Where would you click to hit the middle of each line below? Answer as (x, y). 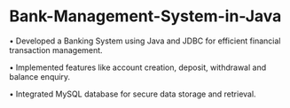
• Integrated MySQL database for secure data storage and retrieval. (133, 94)
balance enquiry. (40, 76)
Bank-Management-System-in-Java (145, 16)
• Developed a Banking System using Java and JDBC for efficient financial (145, 41)
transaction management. (56, 50)
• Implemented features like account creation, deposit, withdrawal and (138, 67)
